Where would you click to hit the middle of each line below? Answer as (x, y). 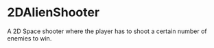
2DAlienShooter (53, 13)
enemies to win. (29, 38)
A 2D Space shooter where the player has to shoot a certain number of (107, 31)
